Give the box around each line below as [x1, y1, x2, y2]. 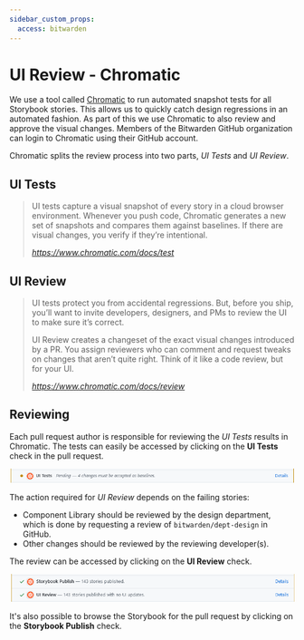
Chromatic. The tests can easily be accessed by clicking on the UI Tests [9, 441, 279, 451]
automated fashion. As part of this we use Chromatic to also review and [9, 113, 276, 124]
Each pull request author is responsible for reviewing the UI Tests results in [9, 431, 289, 441]
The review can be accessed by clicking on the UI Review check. [9, 556, 252, 567]
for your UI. [31, 364, 74, 374]
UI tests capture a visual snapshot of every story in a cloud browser [31, 200, 284, 212]
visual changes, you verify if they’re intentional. [31, 229, 208, 240]
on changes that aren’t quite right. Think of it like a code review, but [31, 354, 283, 364]
